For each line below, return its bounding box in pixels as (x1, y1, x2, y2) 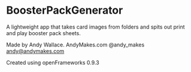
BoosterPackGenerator (6, 4, 123, 17)
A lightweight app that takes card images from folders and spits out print (6, 23, 185, 30)
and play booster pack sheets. (6, 29, 81, 36)
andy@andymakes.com (6, 47, 65, 54)
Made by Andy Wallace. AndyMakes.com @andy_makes (6, 41, 145, 48)
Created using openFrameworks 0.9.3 (6, 59, 100, 66)
